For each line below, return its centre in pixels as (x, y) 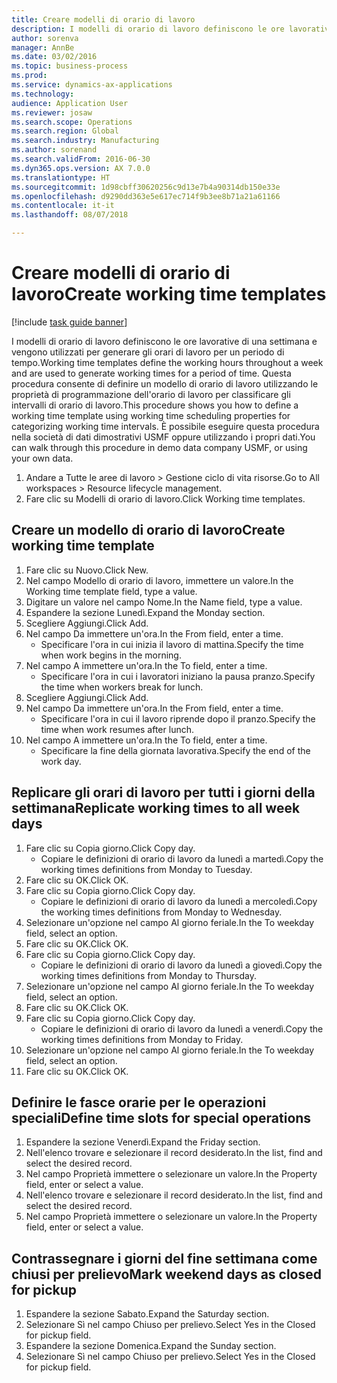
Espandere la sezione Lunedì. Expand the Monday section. (145, 612)
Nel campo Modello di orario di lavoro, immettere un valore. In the (159, 580)
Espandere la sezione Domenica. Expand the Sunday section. (151, 1346)
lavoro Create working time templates (169, 294)
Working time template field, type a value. (111, 591)
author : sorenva (45, 38)
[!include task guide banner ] (69, 322)
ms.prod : (29, 76)
